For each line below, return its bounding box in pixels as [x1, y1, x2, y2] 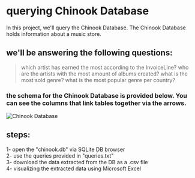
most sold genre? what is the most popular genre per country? [20, 76, 176, 83]
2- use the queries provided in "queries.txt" [6, 152, 114, 159]
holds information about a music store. [6, 30, 102, 37]
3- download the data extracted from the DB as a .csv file [6, 158, 148, 165]
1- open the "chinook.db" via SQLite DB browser [6, 146, 125, 153]
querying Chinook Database [6, 4, 149, 18]
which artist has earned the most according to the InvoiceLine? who [20, 64, 189, 71]
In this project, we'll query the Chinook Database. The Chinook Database [6, 24, 186, 31]
